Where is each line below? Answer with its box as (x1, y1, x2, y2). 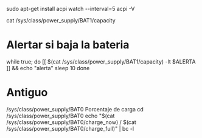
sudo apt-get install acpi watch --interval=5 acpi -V (6, 5, 135, 12)
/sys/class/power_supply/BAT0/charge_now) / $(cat (6, 118, 137, 126)
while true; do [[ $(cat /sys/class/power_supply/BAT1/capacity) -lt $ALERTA (6, 57, 196, 65)
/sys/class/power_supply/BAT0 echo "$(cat (6, 112, 115, 119)
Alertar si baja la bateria (6, 38, 130, 52)
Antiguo (6, 86, 48, 99)
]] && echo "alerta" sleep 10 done (6, 64, 90, 71)
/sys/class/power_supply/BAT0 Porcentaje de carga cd (6, 105, 144, 113)
